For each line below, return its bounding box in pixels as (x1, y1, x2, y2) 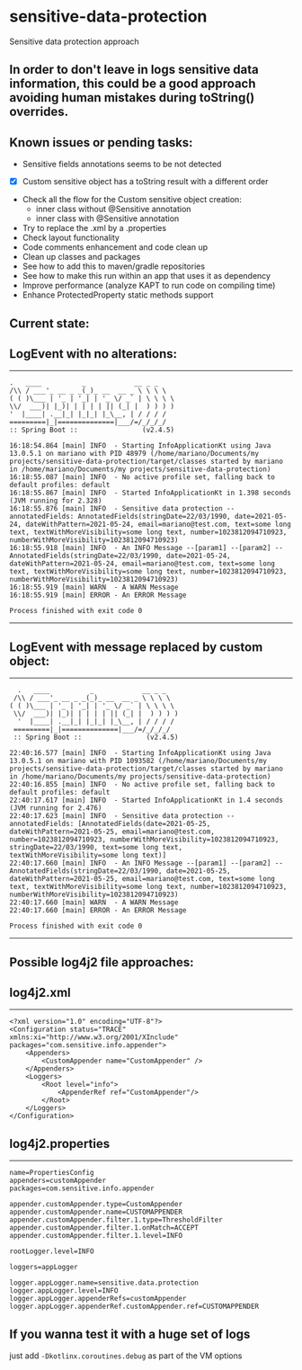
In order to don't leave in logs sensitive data (9, 62, 259, 77)
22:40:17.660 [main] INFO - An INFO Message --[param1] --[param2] (9, 858, 271, 868)
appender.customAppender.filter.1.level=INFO (9, 1232, 182, 1241)
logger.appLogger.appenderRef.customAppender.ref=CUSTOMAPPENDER (9, 1302, 259, 1312)
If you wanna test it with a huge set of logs (9, 1326, 251, 1341)
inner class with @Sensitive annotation (35, 213, 180, 224)
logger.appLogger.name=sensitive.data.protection (9, 1278, 200, 1287)
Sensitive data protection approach (9, 36, 139, 47)
